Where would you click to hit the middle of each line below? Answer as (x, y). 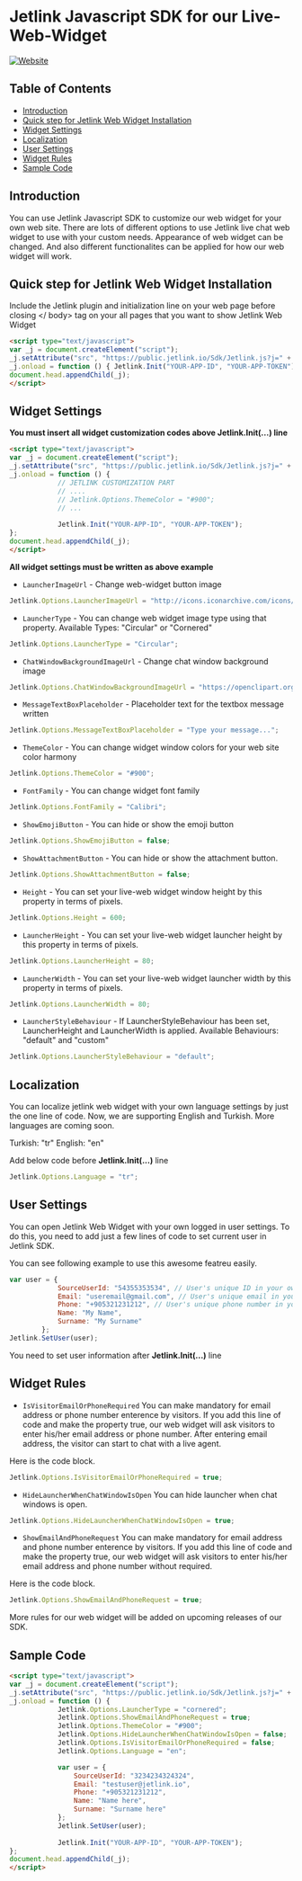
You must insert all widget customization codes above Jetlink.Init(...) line (149, 432)
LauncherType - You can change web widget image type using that (144, 618)
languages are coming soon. (62, 1126)
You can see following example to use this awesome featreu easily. (133, 1263)
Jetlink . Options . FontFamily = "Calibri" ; (88, 807)
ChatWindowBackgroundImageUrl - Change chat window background (145, 661)
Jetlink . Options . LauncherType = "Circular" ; (94, 644)
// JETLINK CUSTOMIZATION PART (116, 483)
